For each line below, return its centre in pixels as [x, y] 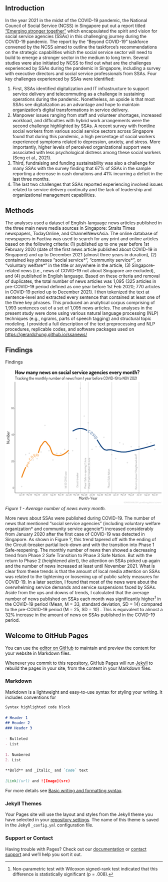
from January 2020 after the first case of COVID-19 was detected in [75, 534]
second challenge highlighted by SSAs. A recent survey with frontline [84, 126]
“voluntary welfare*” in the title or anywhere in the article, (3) [68, 265]
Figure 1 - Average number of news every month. [55, 509]
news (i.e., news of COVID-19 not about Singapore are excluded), [88, 270]
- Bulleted [16, 739]
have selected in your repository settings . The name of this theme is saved [82, 820]
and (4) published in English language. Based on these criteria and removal [82, 276]
